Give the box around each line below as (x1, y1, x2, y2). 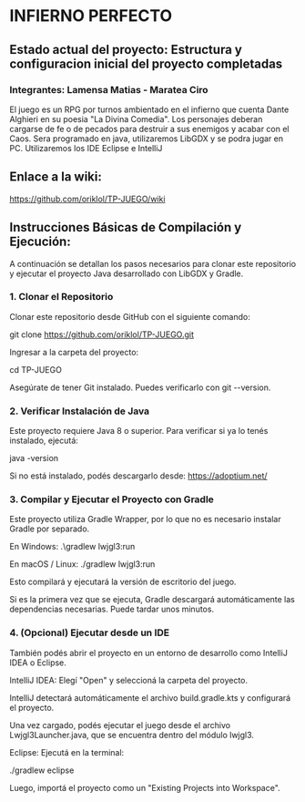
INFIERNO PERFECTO (9, 5, 173, 26)
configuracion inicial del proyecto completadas (9, 56, 283, 71)
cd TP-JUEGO (9, 364, 62, 375)
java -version (9, 453, 59, 464)
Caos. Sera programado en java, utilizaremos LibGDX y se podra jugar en (9, 133, 284, 144)
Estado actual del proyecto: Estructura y (9, 42, 243, 57)
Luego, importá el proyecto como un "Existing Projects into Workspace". (9, 782, 280, 793)
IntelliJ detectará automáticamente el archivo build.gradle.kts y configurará (9, 692, 291, 703)
